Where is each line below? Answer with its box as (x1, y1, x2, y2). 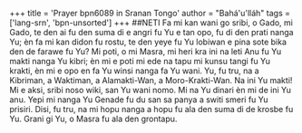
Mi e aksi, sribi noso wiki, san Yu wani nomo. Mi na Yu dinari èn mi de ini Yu (9, 85, 292, 95)
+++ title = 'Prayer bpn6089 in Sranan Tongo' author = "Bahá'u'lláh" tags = (9, 8, 291, 18)
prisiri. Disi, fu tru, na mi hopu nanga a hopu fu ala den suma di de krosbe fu (9, 104, 294, 114)
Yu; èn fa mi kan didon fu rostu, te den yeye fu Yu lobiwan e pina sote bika (9, 36, 287, 47)
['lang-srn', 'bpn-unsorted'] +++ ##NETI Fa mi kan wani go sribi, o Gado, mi (9, 17, 293, 28)
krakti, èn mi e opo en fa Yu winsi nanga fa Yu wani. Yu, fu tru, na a (9, 65, 260, 76)
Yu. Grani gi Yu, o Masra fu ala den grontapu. (9, 113, 178, 124)
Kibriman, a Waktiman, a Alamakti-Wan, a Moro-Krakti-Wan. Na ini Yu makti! (9, 75, 293, 85)
